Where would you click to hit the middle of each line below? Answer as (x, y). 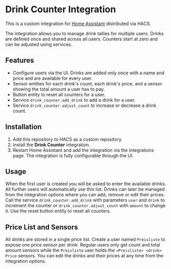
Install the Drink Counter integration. (51, 145)
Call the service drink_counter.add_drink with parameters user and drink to (85, 200)
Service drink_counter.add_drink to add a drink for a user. (74, 100)
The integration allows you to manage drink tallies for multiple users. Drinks (85, 33)
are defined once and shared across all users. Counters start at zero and (82, 39)
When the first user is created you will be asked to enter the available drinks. (86, 184)
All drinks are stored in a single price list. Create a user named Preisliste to (85, 239)
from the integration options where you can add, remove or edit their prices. (85, 195)
